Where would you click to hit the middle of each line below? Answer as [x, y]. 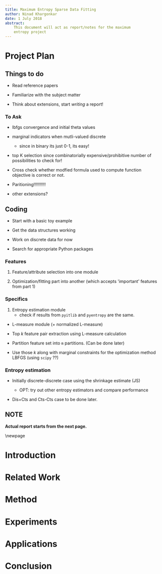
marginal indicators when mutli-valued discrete [59, 137]
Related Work [33, 477]
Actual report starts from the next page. [46, 426]
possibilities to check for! [37, 161]
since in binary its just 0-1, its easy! [54, 146]
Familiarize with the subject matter [46, 95]
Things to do [24, 74]
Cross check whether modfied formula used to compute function [77, 170]
